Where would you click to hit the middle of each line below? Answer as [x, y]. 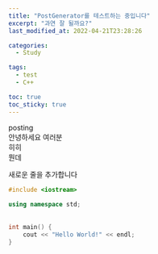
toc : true [25, 97]
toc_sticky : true [37, 104]
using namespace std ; [45, 205]
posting [21, 127]
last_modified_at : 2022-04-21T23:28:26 [75, 31]
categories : [28, 45]
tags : [17, 68]
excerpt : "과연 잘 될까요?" [50, 23]
